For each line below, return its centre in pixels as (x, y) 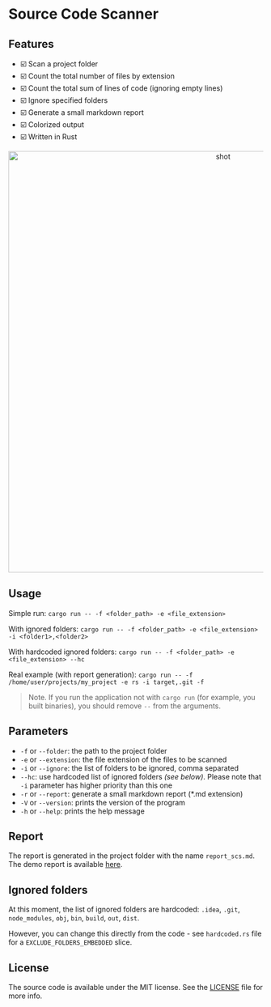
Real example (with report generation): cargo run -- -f (101, 674)
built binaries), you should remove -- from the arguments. (124, 706)
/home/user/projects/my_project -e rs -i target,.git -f (106, 682)
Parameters (38, 731)
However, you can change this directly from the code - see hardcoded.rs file (135, 934)
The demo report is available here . (66, 865)
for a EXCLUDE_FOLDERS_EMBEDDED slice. (70, 942)
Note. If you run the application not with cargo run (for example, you (142, 697)
